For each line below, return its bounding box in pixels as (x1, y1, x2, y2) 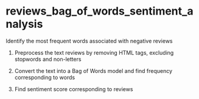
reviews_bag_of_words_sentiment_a (5, 4, 194, 18)
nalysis (5, 17, 43, 31)
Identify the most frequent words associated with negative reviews (5, 37, 173, 44)
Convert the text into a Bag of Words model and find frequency (14, 67, 173, 74)
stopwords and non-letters (14, 55, 82, 63)
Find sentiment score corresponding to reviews (14, 85, 133, 92)
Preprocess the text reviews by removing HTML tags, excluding (14, 49, 174, 56)
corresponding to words (14, 73, 75, 81)
